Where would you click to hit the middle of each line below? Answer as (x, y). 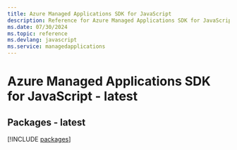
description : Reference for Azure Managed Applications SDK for (104, 20)
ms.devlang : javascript (42, 40)
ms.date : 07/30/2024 (38, 27)
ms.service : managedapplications (56, 46)
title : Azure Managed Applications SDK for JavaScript (90, 14)
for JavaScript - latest (73, 96)
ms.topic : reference (38, 33)
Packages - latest (47, 122)
